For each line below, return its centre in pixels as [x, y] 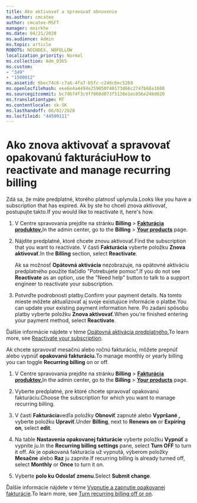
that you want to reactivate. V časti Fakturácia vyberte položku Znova [100, 247]
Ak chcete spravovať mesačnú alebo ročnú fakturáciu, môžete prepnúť [92, 350]
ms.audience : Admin [30, 39]
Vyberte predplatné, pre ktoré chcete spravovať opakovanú [87, 391]
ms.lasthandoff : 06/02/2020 [41, 111]
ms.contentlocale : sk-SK [37, 105]
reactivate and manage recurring [88, 171]
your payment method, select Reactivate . [65, 320]
